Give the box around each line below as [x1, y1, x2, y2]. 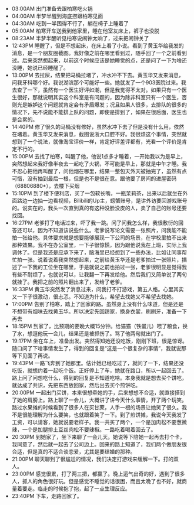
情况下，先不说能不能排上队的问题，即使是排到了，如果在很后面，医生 [11, 109, 182, 115]
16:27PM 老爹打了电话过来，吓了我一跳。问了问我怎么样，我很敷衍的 [11, 219, 179, 226]
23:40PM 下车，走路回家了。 [11, 493, 82, 499]
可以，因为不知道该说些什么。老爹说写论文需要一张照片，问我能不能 [22, 227, 187, 233]
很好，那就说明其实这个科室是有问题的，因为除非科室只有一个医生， [16, 94, 182, 100]
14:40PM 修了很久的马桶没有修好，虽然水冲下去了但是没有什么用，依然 [11, 123, 184, 130]
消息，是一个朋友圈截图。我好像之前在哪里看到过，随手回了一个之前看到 [11, 50, 187, 56]
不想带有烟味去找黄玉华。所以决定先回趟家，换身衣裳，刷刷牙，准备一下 [11, 308, 187, 315]
